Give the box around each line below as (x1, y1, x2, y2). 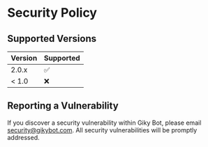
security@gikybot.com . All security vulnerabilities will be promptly (7, 125, 198, 134)
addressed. (7, 133, 40, 141)
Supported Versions (7, 33, 96, 45)
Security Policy (7, 5, 98, 21)
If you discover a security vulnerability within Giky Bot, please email (7, 118, 202, 127)
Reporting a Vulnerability (7, 100, 119, 112)
